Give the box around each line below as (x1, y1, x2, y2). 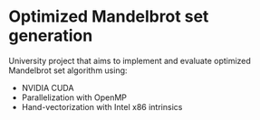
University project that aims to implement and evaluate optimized (8, 55, 251, 66)
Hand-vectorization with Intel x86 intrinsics (21, 101, 183, 112)
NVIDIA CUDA (21, 82, 74, 93)
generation (8, 25, 93, 46)
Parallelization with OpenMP (21, 92, 128, 103)
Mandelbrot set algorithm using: (8, 65, 128, 76)
